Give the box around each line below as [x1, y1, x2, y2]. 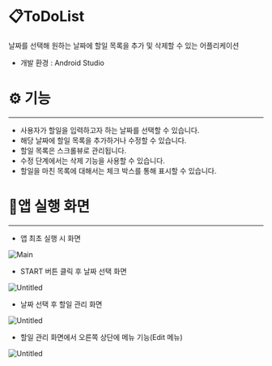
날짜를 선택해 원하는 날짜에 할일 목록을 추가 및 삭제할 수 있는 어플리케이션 [8, 41, 240, 50]
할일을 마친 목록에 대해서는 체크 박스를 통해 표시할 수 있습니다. [19, 166, 217, 175]
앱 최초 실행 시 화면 [19, 233, 81, 243]
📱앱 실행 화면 [8, 197, 91, 216]
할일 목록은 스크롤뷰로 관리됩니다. [19, 145, 127, 155]
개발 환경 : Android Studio [19, 58, 105, 67]
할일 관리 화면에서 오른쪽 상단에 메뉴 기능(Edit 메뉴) [19, 332, 184, 342]
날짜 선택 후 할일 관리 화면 [19, 299, 103, 309]
